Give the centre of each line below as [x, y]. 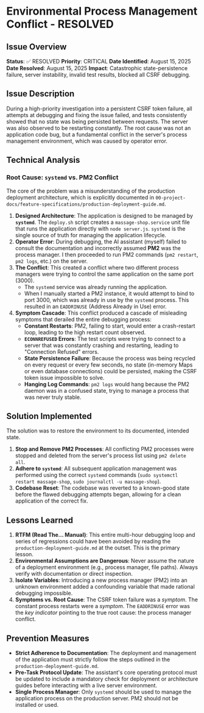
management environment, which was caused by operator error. [87, 141]
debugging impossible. [44, 593]
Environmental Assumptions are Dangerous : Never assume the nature [105, 561]
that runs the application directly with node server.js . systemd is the [100, 228]
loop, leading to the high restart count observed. [85, 332]
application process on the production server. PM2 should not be [97, 698]
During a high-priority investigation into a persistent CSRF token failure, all [100, 109]
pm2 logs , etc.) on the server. [51, 261]
